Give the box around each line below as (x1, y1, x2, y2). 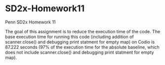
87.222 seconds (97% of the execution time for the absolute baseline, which (5, 44, 160, 50)
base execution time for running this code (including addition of (5, 34, 134, 40)
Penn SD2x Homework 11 (5, 19, 56, 25)
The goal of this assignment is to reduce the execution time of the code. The (5, 28, 161, 34)
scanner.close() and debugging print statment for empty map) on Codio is (5, 39, 155, 44)
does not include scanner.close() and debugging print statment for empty (5, 49, 154, 55)
